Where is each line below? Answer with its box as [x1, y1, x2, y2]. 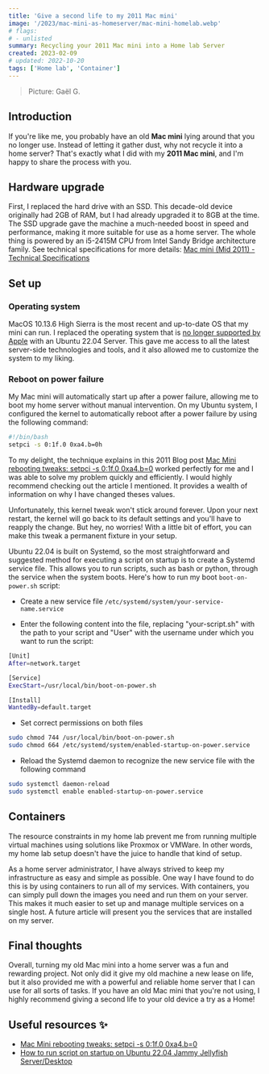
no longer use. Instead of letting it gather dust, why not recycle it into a [8, 140, 243, 149]
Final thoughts [8, 939, 83, 953]
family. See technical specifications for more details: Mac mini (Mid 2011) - [8, 244, 255, 254]
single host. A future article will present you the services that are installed [8, 907, 252, 917]
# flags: [8, 27, 38, 35]
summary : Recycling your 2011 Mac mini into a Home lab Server [8, 42, 226, 50]
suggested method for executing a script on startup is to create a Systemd [8, 555, 255, 565]
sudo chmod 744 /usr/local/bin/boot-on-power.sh [8, 733, 175, 742]
